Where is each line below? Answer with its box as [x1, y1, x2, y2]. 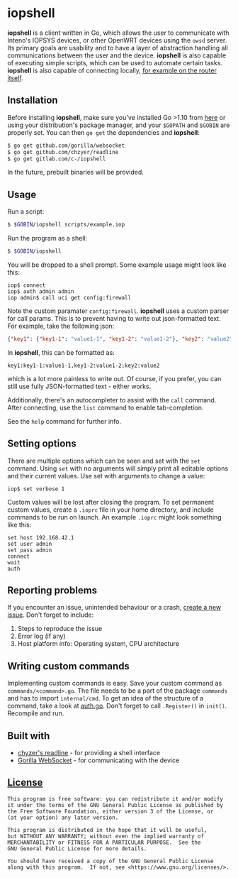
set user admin [7, 540, 52, 547]
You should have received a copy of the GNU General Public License [7, 857, 214, 865]
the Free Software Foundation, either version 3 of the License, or [7, 808, 214, 815]
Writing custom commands [7, 660, 130, 672]
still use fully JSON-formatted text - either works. [7, 382, 152, 390]
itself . [7, 73, 23, 82]
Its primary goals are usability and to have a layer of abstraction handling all [7, 43, 228, 52]
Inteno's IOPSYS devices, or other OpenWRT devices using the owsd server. [7, 35, 227, 44]
